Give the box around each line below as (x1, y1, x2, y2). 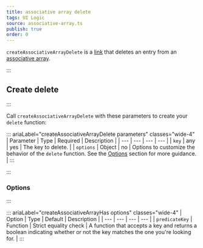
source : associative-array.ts (6, 20, 83, 26)
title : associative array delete (6, 9, 91, 15)
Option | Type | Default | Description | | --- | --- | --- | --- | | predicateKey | (6, 216, 193, 223)
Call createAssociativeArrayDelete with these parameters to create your (6, 112, 188, 119)
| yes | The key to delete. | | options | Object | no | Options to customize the (6, 143, 196, 151)
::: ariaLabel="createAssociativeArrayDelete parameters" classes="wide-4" (6, 130, 195, 138)
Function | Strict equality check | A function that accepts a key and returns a (6, 222, 198, 229)
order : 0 (6, 32, 29, 38)
